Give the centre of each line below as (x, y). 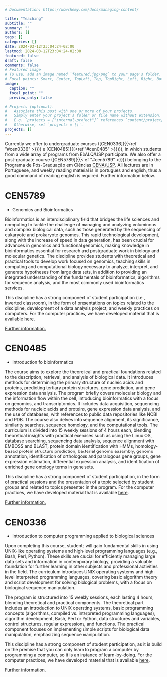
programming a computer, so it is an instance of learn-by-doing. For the (79, 655)
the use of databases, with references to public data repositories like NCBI (81, 414)
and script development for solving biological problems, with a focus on (79, 582)
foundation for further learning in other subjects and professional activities (81, 567)
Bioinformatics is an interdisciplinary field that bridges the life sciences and (82, 219)
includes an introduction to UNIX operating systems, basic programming (79, 608)
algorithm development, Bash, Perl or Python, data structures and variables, (83, 619)
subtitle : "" (19, 23)
